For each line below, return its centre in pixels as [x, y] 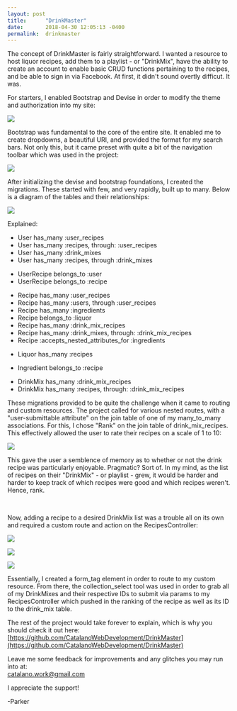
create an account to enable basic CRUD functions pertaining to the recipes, [118, 69]
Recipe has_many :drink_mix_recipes [71, 325]
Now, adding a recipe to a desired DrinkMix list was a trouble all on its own [116, 517]
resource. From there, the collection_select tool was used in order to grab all [118, 586]
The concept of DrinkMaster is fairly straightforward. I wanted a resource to [117, 54]
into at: [17, 666]
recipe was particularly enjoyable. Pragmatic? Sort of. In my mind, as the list [118, 468]
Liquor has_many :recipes [55, 354]
